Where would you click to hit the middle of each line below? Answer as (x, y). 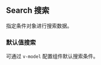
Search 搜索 (28, 11)
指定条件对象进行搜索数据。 (39, 26)
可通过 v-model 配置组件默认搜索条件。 (52, 56)
